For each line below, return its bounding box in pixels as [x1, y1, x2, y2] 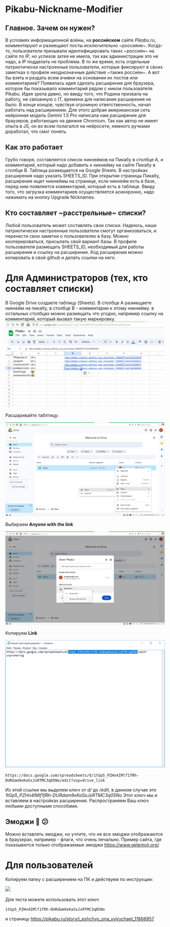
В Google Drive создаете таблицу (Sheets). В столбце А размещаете [5, 299, 152, 305]
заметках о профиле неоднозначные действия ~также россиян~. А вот [5, 69, 160, 75]
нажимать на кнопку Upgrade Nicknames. [5, 194, 95, 200]
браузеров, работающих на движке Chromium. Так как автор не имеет [5, 118, 158, 123]
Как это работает [5, 143, 63, 152]
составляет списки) [5, 283, 94, 294]
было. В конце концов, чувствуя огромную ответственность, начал [5, 102, 151, 107]
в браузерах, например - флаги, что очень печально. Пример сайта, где [5, 836, 162, 843]
